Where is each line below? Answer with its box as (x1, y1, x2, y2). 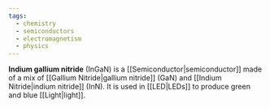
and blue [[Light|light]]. (8, 90, 86, 100)
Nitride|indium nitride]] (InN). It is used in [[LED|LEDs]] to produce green (8, 82, 250, 92)
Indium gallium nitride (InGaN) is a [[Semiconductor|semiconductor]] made (8, 64, 263, 74)
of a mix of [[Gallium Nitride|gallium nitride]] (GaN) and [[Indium (8, 73, 222, 83)
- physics (15, 42, 49, 50)
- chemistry (15, 19, 57, 28)
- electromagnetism (15, 34, 82, 43)
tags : (8, 11, 27, 20)
